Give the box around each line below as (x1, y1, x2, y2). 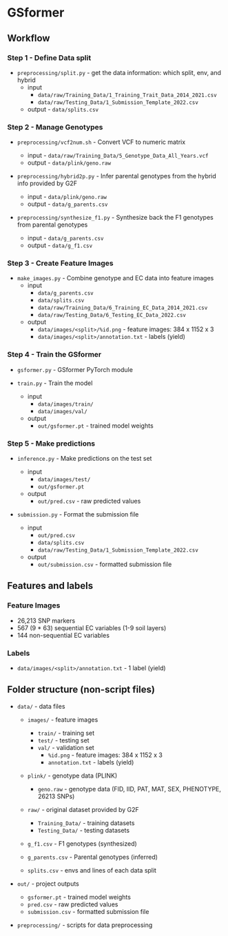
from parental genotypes (17, 220, 88, 229)
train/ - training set (37, 729, 95, 737)
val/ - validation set (37, 743, 94, 751)
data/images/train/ (37, 401, 94, 408)
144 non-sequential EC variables (17, 631, 110, 639)
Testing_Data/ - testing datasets (37, 826, 129, 834)
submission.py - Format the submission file (17, 510, 139, 519)
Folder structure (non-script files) (7, 684, 155, 696)
